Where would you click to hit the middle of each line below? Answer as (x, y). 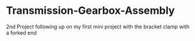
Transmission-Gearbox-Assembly (90, 11)
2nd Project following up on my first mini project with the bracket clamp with (98, 27)
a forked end (21, 32)
